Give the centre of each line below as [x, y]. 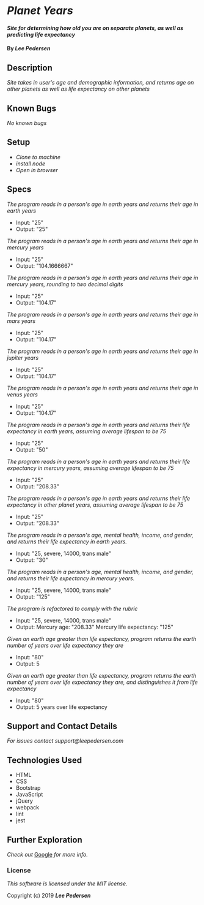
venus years [23, 394]
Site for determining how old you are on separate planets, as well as [95, 28]
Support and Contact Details [62, 726]
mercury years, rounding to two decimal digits [65, 284]
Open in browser [37, 170]
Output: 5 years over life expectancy [61, 707]
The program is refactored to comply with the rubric [72, 608]
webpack [27, 808]
